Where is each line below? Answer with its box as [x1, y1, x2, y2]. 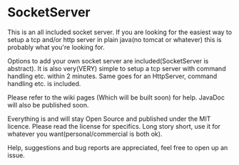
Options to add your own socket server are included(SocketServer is [7, 56, 209, 65]
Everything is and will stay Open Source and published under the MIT [7, 115, 211, 123]
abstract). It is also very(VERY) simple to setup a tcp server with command [7, 64, 226, 73]
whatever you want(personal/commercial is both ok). [7, 129, 163, 138]
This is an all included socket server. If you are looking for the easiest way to [7, 28, 233, 36]
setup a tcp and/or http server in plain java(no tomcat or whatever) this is [7, 35, 222, 43]
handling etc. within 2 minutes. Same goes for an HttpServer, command [7, 72, 218, 80]
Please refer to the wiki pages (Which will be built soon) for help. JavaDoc [7, 93, 225, 102]
